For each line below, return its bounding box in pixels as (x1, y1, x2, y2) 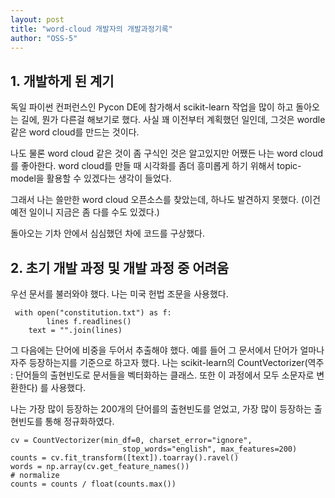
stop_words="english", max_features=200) (121, 444, 298, 454)
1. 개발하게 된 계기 (10, 72, 115, 90)
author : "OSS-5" (10, 33, 78, 43)
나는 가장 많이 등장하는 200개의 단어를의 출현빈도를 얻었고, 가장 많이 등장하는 (10, 403, 312, 415)
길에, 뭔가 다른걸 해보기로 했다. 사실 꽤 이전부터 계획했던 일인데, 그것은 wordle (20, 114, 326, 126)
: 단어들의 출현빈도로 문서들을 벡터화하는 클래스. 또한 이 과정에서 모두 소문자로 (10, 369, 315, 381)
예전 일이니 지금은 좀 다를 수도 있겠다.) (10, 206, 160, 218)
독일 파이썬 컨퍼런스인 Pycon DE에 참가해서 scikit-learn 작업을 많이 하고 (10, 101, 294, 113)
